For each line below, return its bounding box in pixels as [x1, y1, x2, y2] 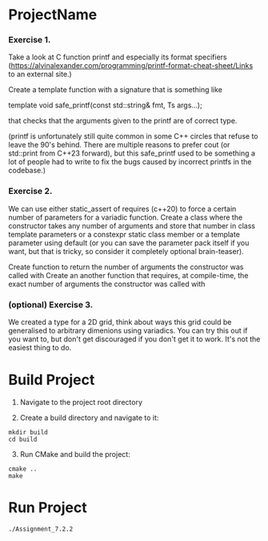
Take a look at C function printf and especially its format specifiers [8, 52, 227, 62]
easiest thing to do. [8, 343, 72, 353]
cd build [8, 435, 38, 444]
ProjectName [8, 6, 98, 24]
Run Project [8, 499, 87, 517]
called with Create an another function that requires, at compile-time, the [8, 270, 249, 280]
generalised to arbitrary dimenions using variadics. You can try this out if [8, 326, 248, 336]
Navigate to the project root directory [19, 398, 142, 407]
